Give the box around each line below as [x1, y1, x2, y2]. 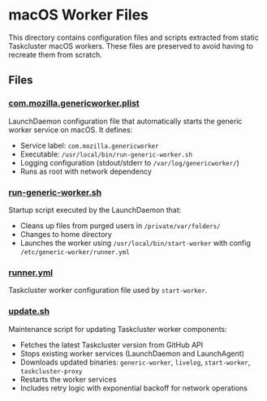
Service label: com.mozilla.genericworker [19, 140, 160, 150]
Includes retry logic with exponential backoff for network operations [19, 383, 248, 393]
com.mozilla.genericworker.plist [8, 97, 140, 109]
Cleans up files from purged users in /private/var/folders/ [19, 221, 221, 231]
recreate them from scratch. [8, 50, 103, 59]
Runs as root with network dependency [19, 166, 153, 176]
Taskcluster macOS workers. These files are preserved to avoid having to [8, 41, 254, 50]
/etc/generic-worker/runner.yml [19, 248, 130, 257]
